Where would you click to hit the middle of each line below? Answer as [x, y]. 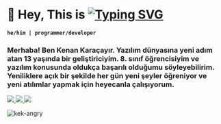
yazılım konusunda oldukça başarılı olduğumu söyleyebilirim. [111, 67]
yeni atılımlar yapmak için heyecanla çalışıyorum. [91, 84]
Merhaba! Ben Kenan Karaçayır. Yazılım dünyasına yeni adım [110, 50]
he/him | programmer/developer [52, 33]
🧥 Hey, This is [46, 15]
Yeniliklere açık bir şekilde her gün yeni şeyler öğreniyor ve [107, 75]
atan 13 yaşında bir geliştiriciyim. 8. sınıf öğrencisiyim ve [103, 58]
